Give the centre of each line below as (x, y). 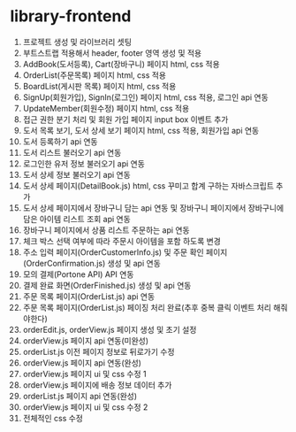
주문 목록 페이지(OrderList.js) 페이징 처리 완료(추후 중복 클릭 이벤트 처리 (147, 307)
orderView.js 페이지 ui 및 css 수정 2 (85, 407)
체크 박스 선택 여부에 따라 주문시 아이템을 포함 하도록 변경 (122, 241)
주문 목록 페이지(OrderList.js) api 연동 (89, 296)
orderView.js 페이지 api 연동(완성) (82, 363)
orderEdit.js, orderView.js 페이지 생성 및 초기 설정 (110, 329)
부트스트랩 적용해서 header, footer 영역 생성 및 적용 (112, 53)
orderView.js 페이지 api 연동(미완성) (86, 340)
